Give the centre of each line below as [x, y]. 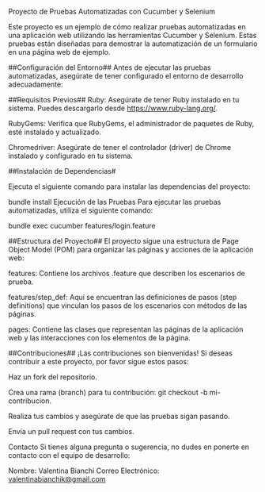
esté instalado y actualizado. [55, 132]
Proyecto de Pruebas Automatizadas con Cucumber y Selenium [112, 12]
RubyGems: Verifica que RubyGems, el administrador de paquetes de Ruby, [131, 123]
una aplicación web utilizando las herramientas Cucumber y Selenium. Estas [132, 35]
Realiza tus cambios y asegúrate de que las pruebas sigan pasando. [119, 416]
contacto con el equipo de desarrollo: [69, 455]
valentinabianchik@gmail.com [57, 479]
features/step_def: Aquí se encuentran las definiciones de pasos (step [123, 297]
